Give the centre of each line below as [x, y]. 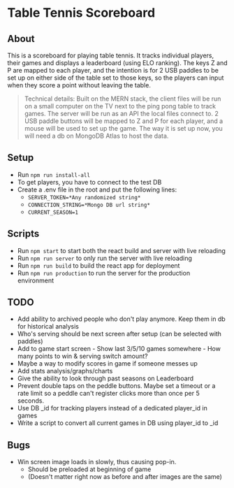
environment [36, 280]
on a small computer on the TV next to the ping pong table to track [120, 106]
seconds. [31, 401]
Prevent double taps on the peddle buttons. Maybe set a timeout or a [116, 386]
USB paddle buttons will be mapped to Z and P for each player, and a [124, 121]
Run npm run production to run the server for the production [104, 273]
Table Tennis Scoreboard [81, 13]
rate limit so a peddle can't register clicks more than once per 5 [109, 394]
